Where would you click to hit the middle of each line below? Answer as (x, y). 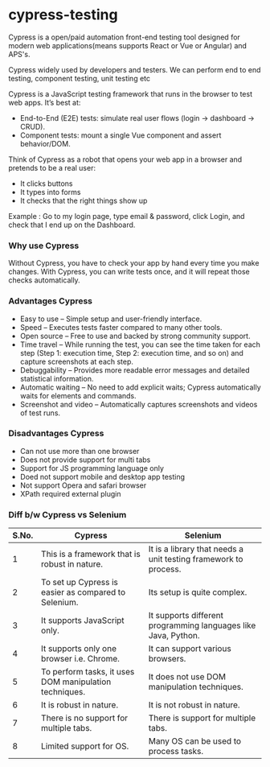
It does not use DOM (187, 677)
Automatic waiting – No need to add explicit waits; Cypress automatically (140, 387)
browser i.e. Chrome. (81, 659)
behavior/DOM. (45, 143)
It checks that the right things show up (84, 200)
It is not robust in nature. (194, 705)
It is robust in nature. (80, 705)
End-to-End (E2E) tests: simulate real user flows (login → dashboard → (137, 118)
